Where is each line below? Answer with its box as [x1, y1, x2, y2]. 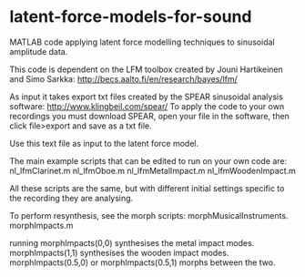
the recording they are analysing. [9, 192, 134, 203]
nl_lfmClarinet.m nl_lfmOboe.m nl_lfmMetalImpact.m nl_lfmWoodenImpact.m [9, 165, 296, 176]
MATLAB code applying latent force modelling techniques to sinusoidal [9, 36, 275, 47]
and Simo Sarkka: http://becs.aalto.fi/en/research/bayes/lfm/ [9, 73, 239, 84]
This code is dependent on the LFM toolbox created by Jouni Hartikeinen [9, 64, 284, 75]
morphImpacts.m [9, 220, 74, 231]
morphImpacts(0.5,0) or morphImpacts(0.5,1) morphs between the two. [9, 257, 276, 268]
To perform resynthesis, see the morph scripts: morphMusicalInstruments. [9, 210, 289, 221]
